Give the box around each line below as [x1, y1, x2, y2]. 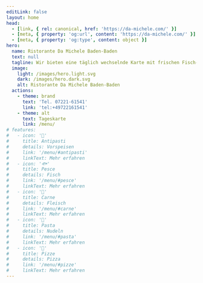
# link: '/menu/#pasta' [6, 233, 77, 239]
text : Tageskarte [22, 115, 66, 122]
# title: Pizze [6, 250, 56, 257]
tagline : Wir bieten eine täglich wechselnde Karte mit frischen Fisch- [11, 59, 199, 65]
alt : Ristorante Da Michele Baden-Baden [17, 82, 120, 88]
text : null [11, 54, 39, 60]
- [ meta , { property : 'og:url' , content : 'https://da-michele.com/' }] [11, 31, 196, 37]
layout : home [6, 15, 39, 21]
